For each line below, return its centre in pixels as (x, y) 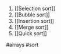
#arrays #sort (22, 45)
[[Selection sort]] (35, 9)
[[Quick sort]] (31, 33)
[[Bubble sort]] (32, 15)
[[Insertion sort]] (34, 21)
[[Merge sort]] (31, 27)
